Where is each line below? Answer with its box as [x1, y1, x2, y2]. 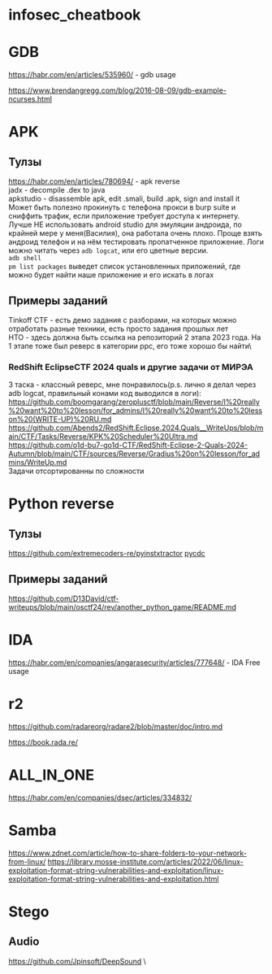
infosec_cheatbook [8, 6, 141, 24]
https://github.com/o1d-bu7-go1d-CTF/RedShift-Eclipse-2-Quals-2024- [8, 441, 248, 450]
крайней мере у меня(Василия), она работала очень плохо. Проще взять [8, 228, 262, 238]
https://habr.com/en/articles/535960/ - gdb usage [8, 70, 176, 80]
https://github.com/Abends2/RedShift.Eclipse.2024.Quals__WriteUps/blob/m [8, 423, 264, 433]
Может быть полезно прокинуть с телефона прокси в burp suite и [8, 202, 236, 212]
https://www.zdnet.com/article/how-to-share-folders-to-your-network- [8, 848, 248, 858]
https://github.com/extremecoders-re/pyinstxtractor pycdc [8, 549, 205, 559]
